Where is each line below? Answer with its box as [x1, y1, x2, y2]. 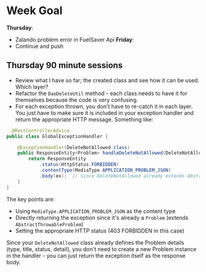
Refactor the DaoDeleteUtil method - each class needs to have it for [15, 90, 188, 97]
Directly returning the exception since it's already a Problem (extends [15, 214, 189, 221]
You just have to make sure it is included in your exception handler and [15, 109, 194, 117]
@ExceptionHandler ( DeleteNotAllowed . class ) [17, 144, 131, 150]
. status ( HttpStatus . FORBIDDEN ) [39, 161, 120, 168]
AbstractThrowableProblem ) [15, 220, 84, 228]
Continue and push [15, 42, 64, 50]
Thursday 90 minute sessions [6, 60, 123, 71]
